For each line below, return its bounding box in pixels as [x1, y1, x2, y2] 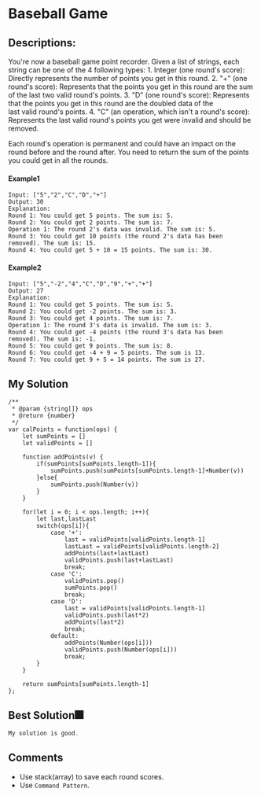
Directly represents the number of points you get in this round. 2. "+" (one [8, 74, 248, 83]
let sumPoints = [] [22, 433, 86, 440]
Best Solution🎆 [8, 709, 84, 722]
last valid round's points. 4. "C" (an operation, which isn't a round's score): [8, 107, 250, 116]
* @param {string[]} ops [11, 405, 93, 413]
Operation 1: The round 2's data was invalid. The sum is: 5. [8, 226, 216, 234]
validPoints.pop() [64, 577, 125, 585]
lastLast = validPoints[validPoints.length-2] [64, 543, 220, 551]
